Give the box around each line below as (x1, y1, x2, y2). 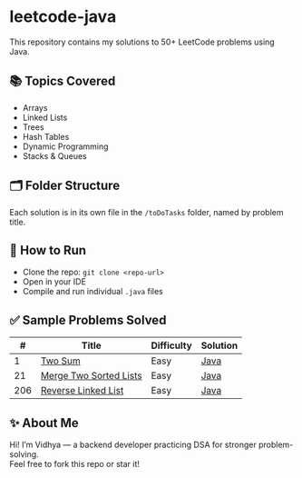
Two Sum (40, 354, 81, 367)
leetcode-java (9, 6, 117, 27)
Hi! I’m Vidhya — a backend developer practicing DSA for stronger (9, 439, 257, 450)
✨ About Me (9, 415, 79, 431)
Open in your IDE (22, 276, 86, 287)
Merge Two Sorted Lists (40, 370, 142, 383)
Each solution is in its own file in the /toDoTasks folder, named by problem (9, 206, 284, 217)
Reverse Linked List (40, 384, 124, 397)
